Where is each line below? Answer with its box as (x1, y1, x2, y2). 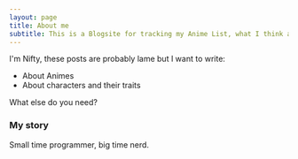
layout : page (9, 12, 58, 22)
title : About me (9, 21, 69, 30)
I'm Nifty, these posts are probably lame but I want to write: (9, 54, 226, 64)
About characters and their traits (21, 80, 141, 91)
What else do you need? (9, 97, 98, 108)
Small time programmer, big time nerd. (9, 139, 149, 150)
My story (9, 119, 49, 132)
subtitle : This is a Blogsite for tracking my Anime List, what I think (9, 29, 284, 38)
